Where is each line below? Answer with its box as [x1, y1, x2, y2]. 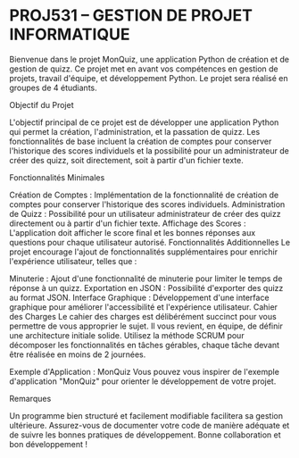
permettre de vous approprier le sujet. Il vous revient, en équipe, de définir [9, 321, 283, 331]
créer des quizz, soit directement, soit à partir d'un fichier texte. [9, 154, 244, 165]
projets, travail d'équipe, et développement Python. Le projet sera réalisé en [9, 72, 288, 83]
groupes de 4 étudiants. [9, 82, 97, 93]
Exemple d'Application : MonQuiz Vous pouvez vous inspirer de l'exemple [9, 366, 279, 377]
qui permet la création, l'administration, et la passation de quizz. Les [9, 126, 261, 137]
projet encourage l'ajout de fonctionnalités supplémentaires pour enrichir [9, 246, 278, 257]
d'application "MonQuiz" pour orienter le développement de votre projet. [9, 376, 277, 387]
